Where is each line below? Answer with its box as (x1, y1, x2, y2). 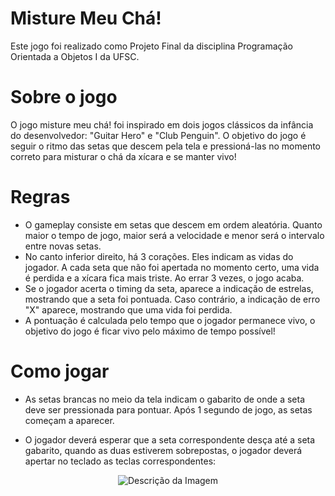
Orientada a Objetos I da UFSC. (10, 50, 140, 62)
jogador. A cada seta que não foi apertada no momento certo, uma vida (24, 261, 320, 273)
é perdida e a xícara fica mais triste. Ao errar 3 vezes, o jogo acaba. (24, 272, 305, 284)
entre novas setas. (24, 240, 102, 252)
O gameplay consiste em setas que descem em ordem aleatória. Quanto (24, 218, 323, 231)
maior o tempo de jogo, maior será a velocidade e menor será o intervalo (24, 229, 325, 241)
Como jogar (10, 360, 110, 382)
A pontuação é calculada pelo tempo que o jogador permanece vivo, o (24, 314, 316, 326)
